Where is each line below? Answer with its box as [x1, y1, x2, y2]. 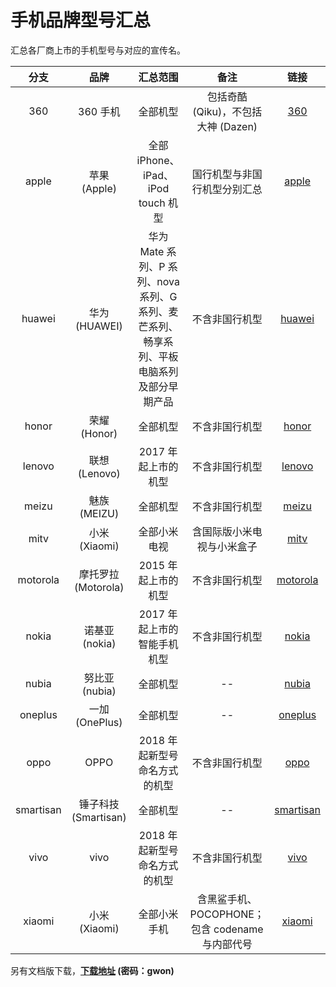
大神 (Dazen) [196, 119, 258, 133]
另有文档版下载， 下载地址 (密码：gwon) [10, 964, 175, 976]
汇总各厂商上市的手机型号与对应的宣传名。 [10, 44, 186, 56]
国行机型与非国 [191, 167, 263, 181]
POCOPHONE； [189, 907, 265, 921]
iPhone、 [136, 153, 180, 167]
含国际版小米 [191, 524, 253, 538]
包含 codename [190, 922, 264, 936]
